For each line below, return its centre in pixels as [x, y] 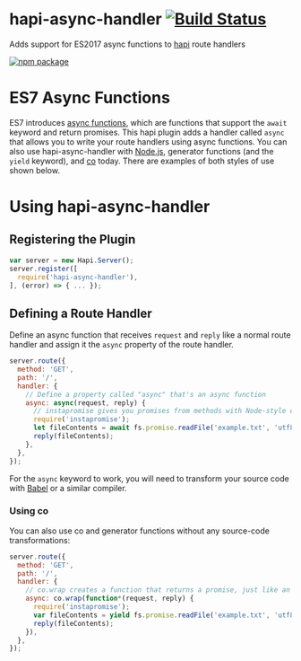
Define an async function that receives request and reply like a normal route [150, 335]
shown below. [35, 170]
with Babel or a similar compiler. [68, 488]
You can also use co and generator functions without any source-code [140, 531]
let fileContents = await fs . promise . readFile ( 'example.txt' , [151, 428]
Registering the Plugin [73, 239]
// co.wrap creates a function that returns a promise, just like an [158, 590]
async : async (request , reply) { [86, 403]
